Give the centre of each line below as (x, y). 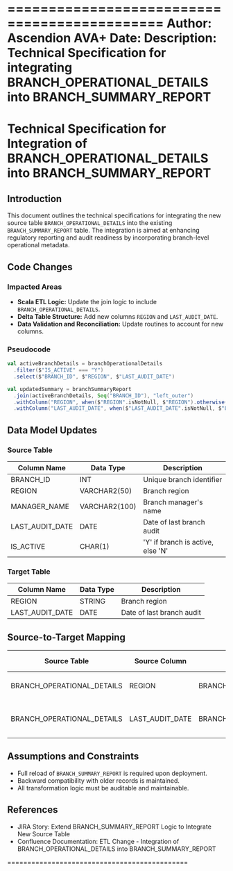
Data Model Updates (52, 430)
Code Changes (40, 267)
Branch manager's (173, 502)
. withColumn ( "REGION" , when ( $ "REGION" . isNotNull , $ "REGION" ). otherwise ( (121, 402)
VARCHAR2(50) (106, 490)
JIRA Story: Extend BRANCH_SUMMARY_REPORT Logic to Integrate (114, 827)
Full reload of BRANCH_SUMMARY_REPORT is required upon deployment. (112, 773)
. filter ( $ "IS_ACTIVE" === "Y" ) (59, 370)
